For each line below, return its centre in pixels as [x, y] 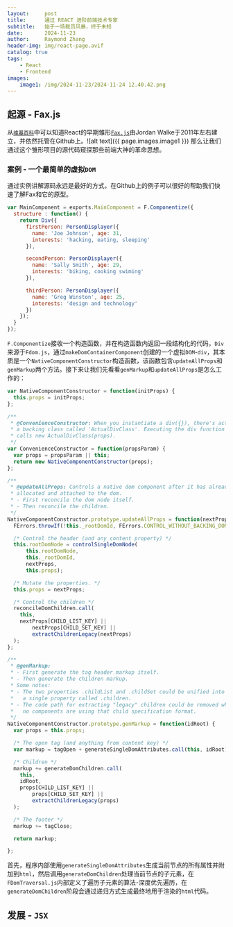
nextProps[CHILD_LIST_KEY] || [63, 621]
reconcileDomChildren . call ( [54, 608]
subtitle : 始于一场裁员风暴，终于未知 [60, 26]
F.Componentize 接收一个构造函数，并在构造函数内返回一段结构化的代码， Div [115, 343]
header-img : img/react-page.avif [55, 46]
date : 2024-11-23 [42, 33]
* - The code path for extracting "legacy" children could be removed [114, 704]
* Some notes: [31, 686]
